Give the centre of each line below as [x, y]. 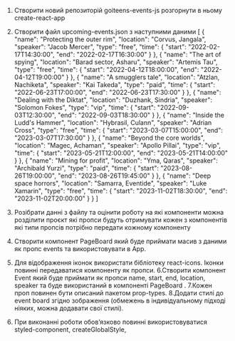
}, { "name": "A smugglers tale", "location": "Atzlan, [145, 77]
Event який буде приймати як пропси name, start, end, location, [110, 278]
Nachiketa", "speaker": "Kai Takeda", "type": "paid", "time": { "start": [115, 85]
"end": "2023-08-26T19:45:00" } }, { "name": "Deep [135, 175]
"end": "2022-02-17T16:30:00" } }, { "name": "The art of [139, 54]
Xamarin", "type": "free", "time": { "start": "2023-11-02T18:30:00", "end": [121, 191]
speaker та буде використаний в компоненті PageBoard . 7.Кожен [113, 285]
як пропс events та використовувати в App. [80, 249]
